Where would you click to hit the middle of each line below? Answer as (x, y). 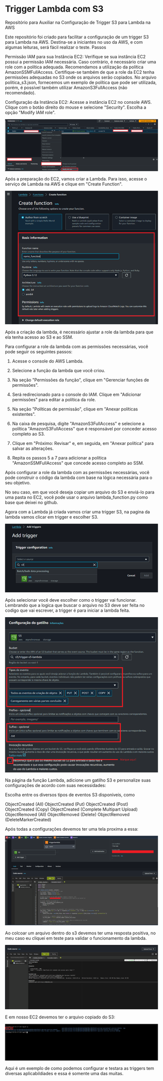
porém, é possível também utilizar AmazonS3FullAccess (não (66, 87)
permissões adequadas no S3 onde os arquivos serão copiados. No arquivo (81, 77)
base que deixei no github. (32, 502)
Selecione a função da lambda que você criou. (58, 370)
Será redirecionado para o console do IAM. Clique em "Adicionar (77, 394)
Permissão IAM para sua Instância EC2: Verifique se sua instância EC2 (75, 56)
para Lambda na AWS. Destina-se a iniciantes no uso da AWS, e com (74, 42)
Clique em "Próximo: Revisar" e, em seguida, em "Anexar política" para (83, 443)
